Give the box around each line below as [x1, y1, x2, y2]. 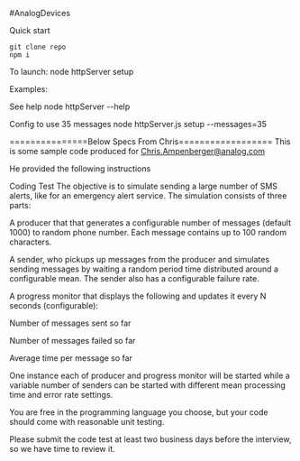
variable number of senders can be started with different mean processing [9, 380, 286, 391]
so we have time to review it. [9, 444, 115, 454]
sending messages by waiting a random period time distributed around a [9, 263, 279, 274]
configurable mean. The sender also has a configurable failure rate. [9, 273, 259, 283]
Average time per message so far [9, 353, 133, 364]
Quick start [9, 25, 50, 35]
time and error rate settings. [9, 390, 114, 400]
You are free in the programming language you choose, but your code [9, 407, 268, 418]
